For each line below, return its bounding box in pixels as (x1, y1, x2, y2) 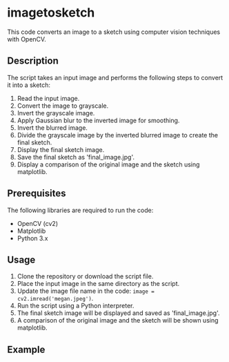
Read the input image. (17, 94, 80, 102)
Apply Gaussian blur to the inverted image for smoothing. (17, 116, 180, 124)
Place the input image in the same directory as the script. (17, 280, 180, 288)
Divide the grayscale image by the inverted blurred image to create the (17, 131, 219, 139)
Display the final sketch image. (17, 145, 105, 153)
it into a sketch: (7, 81, 50, 89)
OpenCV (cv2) (17, 219, 59, 227)
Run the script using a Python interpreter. (17, 302, 135, 310)
